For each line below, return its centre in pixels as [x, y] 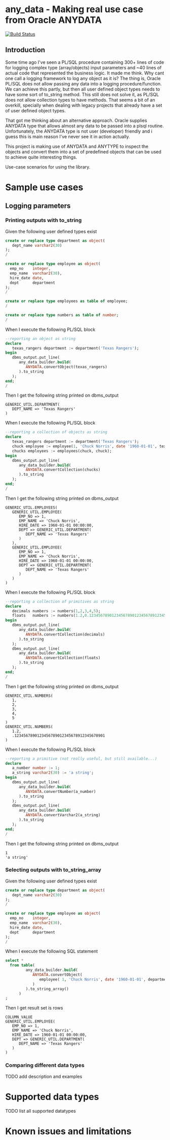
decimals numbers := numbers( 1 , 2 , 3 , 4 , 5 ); [56, 611]
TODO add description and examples [44, 1076]
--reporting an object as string [40, 339]
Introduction [25, 50]
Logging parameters [38, 206]
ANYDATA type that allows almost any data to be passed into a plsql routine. [84, 125]
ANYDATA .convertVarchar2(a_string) [63, 815]
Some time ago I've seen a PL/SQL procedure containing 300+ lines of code [85, 62]
